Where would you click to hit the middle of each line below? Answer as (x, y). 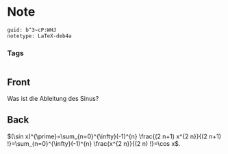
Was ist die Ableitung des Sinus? (53, 99)
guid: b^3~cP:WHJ (32, 30)
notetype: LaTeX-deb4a (39, 36)
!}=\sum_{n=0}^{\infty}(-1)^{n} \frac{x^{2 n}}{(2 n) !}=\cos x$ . (94, 143)
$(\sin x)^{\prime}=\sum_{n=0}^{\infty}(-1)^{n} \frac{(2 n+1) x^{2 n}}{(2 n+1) (114, 136)
